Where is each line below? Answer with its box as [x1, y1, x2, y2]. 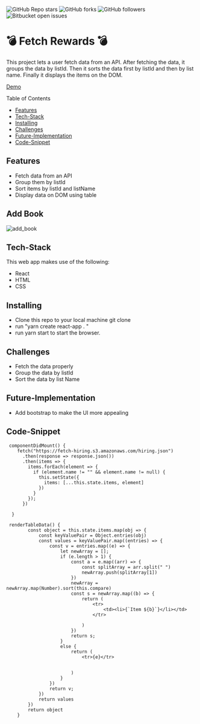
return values [38, 696, 74, 702]
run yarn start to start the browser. [14, 329, 101, 336]
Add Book [6, 209, 44, 219]
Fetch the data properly [14, 363, 73, 370]
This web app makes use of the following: [6, 258, 110, 266]
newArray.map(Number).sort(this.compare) [6, 585, 112, 591]
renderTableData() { [8, 522, 61, 528]
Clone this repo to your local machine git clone [14, 316, 131, 324]
